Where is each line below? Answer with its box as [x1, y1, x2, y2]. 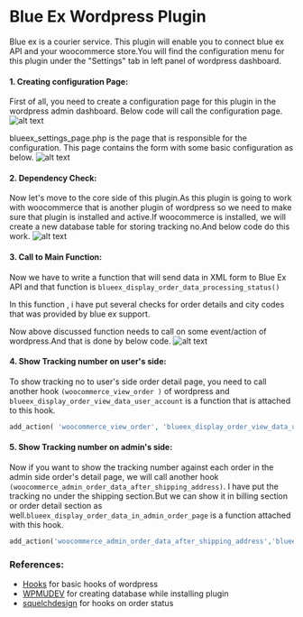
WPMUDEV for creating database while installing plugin [22, 588, 229, 599]
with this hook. [9, 519, 65, 530]
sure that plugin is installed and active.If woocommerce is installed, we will [9, 212, 287, 223]
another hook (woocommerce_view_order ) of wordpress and [9, 385, 230, 396]
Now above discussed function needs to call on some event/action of [9, 326, 268, 336]
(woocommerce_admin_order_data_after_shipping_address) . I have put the [9, 481, 280, 492]
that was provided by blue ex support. [9, 308, 151, 319]
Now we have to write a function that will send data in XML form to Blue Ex [9, 272, 287, 282]
